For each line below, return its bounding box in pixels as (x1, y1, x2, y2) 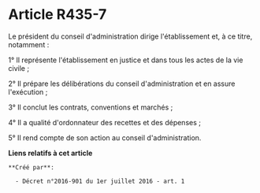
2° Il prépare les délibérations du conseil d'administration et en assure (8, 79, 236, 88)
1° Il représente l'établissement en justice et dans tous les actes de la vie (8, 55, 243, 65)
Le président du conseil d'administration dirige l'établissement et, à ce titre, (8, 32, 253, 41)
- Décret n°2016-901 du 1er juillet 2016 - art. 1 (15, 177, 185, 185)
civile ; (8, 63, 30, 72)
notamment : (8, 39, 50, 49)
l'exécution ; (8, 87, 48, 96)
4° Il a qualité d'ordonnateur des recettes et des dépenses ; (8, 117, 201, 127)
